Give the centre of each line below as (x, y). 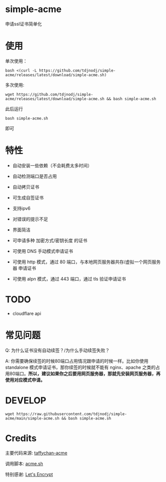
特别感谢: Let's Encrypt (29, 474)
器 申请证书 (24, 268)
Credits (21, 438)
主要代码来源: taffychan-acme (36, 453)
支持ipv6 (22, 208)
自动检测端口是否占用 (34, 176)
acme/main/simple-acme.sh (32, 418)
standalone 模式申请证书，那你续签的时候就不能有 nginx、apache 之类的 (80, 367)
